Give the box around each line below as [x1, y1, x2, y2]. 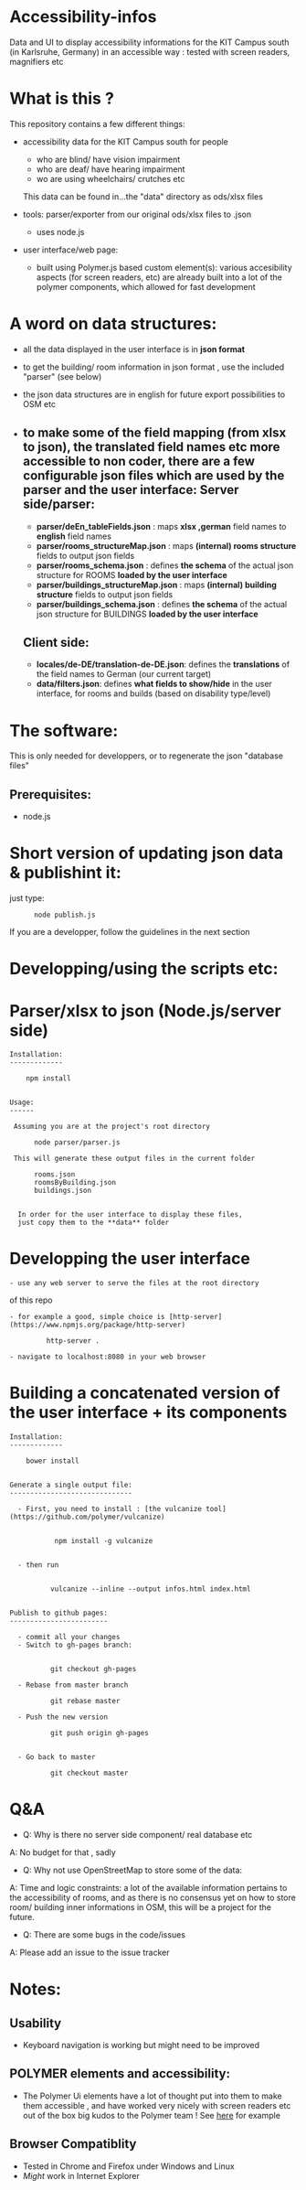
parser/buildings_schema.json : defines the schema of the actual [36, 598, 288, 609]
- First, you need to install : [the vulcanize [17, 1505, 203, 1514]
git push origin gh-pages [49, 1729, 149, 1738]
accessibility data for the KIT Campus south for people [22, 135, 228, 147]
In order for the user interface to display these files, [17, 1210, 244, 1219]
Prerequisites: [9, 787, 91, 802]
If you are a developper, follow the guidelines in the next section [9, 927, 250, 938]
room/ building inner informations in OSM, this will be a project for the [9, 1902, 272, 1913]
